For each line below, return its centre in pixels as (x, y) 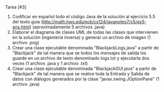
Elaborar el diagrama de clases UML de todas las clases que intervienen (85, 32)
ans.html (21, 27)
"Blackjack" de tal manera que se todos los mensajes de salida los (79, 53)
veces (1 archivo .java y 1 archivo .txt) (50, 63)
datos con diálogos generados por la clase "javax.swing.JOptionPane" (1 (86, 79)
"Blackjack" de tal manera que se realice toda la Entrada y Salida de (81, 74)
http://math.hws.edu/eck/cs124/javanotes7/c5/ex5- (95, 22)
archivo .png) (26, 43)
